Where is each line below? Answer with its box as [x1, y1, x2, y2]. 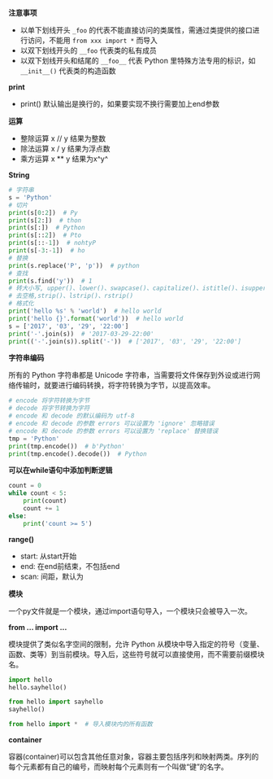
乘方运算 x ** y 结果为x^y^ [19, 154, 108, 164]
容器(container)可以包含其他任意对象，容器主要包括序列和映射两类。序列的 [8, 752, 259, 761]
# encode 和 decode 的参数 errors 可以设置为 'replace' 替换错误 [8, 427, 219, 435]
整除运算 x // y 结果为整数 [19, 133, 106, 143]
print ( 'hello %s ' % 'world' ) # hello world [8, 307, 162, 315]
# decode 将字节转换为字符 [8, 405, 90, 413]
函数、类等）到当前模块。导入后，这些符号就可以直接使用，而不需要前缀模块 [8, 649, 265, 659]
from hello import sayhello [8, 698, 104, 707]
